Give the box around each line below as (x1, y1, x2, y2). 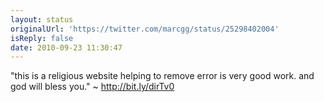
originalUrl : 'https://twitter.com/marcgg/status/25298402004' (10, 24, 280, 34)
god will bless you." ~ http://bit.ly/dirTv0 (10, 81, 175, 93)
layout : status (10, 14, 74, 25)
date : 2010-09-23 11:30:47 (10, 42, 123, 53)
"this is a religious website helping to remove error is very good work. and (10, 70, 315, 82)
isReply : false (10, 33, 74, 43)
